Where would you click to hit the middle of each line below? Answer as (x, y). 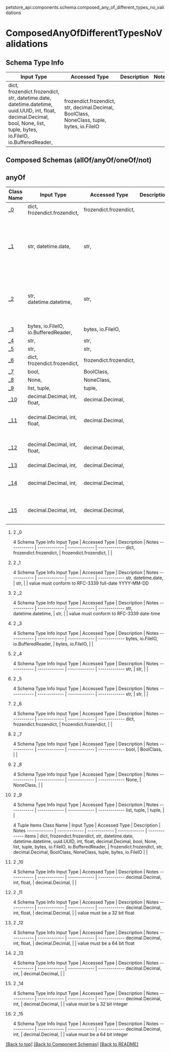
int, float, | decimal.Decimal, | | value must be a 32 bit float (74, 913)
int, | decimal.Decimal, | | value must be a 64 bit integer (70, 1034)
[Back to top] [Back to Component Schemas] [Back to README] (72, 1044)
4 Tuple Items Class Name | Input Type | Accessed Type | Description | (87, 825)
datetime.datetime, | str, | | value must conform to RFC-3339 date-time (87, 614)
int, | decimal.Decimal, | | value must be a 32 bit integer (70, 1004)
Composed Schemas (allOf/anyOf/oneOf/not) (79, 160)
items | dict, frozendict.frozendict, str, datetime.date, (79, 836)
